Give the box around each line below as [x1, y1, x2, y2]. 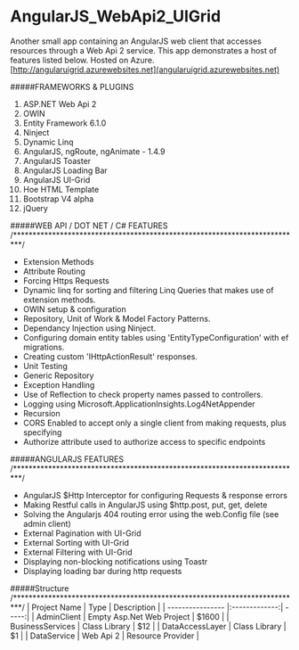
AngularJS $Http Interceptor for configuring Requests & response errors [22, 490, 288, 500]
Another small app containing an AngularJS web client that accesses [10, 36, 262, 46]
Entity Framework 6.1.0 [22, 118, 107, 128]
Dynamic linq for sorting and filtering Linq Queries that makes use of [22, 284, 274, 295]
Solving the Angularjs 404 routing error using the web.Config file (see [22, 508, 279, 519]
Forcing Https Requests [22, 275, 109, 286]
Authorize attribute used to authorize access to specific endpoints [22, 436, 266, 447]
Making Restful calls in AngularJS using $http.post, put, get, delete [22, 499, 268, 510]
